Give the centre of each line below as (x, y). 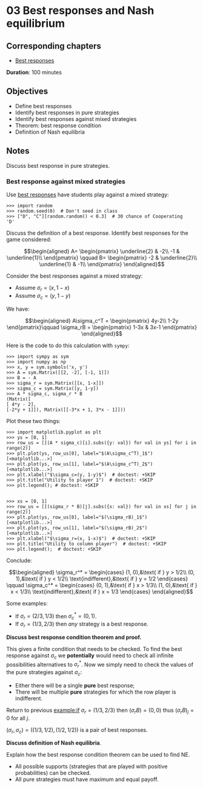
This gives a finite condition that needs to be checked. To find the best (94, 649)
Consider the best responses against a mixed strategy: (75, 276)
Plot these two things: (33, 421)
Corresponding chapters (54, 46)
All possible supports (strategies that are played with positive (91, 767)
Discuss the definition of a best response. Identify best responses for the (98, 233)
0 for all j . (18, 718)
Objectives (27, 91)
